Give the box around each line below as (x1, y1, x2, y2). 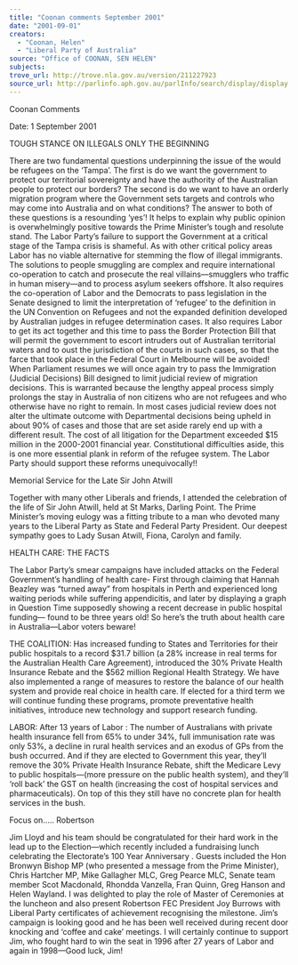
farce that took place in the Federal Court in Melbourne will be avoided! (9, 353, 270, 365)
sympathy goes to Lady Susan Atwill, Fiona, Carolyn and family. (9, 530, 242, 541)
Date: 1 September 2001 (9, 121, 97, 132)
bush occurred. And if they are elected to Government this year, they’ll (9, 750, 267, 760)
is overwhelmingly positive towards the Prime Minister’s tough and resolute (9, 221, 285, 232)
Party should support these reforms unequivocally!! (9, 457, 198, 468)
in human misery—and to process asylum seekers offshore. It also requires (9, 277, 284, 289)
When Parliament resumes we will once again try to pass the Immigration (9, 363, 277, 374)
